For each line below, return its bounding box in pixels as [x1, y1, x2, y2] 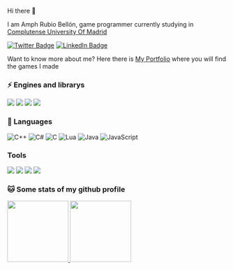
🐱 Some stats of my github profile [7, 184, 126, 194]
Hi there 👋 [7, 7, 36, 15]
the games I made [7, 62, 59, 70]
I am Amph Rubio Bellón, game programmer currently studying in [7, 20, 194, 28]
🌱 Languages [7, 117, 52, 127]
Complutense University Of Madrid [7, 28, 107, 36]
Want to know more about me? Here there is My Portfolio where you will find [7, 55, 227, 63]
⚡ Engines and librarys [7, 80, 85, 90]
